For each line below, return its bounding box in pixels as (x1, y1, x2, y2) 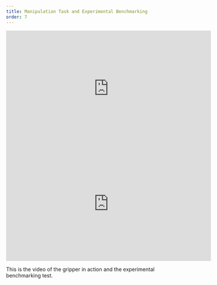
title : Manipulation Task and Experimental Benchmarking (6, 8, 148, 15)
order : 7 (6, 14, 27, 20)
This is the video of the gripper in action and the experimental (6, 266, 155, 273)
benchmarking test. (6, 272, 53, 279)
